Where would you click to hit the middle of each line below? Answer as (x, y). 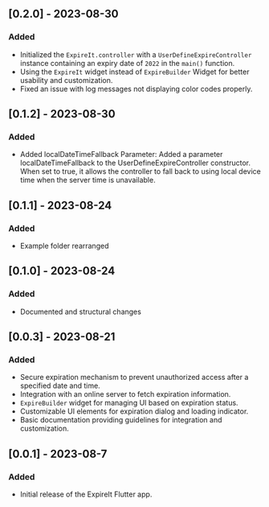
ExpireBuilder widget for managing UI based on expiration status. (129, 403)
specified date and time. (60, 385)
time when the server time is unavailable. (88, 180)
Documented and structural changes (81, 311)
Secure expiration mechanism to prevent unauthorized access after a (134, 377)
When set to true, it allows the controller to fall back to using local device (140, 171)
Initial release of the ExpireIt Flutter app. (86, 494)
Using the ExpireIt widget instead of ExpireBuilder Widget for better (134, 72)
